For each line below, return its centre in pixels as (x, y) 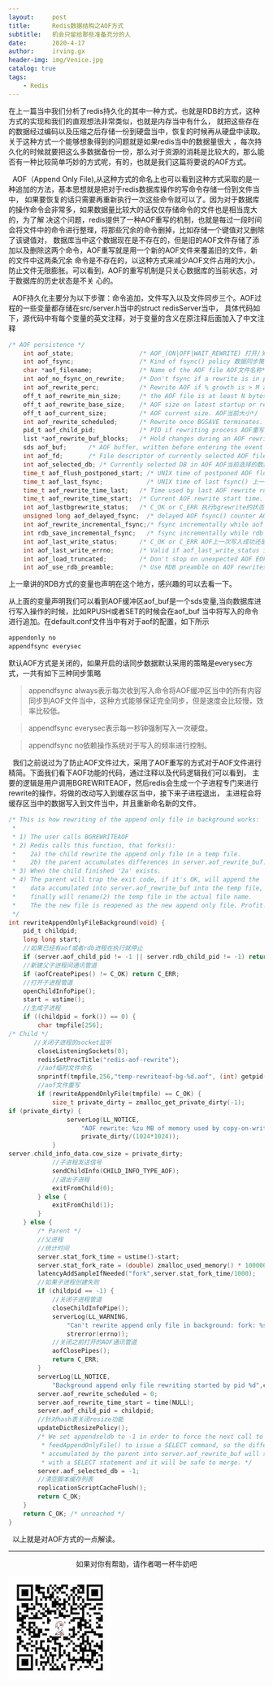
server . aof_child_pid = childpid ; (96, 1411)
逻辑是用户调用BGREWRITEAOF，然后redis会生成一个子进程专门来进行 (140, 783)
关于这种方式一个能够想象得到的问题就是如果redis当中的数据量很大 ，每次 (132, 141)
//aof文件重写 (59, 1086)
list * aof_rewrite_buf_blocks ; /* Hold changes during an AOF (134, 439)
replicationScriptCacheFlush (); (93, 1488)
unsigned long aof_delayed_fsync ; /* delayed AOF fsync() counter (139, 516)
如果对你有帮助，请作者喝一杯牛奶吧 (136, 1563)
